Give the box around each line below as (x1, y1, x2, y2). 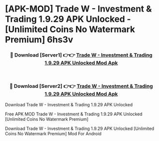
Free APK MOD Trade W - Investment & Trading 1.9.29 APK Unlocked (5, 111, 143, 117)
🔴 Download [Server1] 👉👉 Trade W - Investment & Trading (10, 52, 153, 58)
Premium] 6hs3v (5, 34, 73, 45)
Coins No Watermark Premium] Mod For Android (5, 130, 101, 136)
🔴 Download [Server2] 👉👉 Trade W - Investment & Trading (9, 83, 153, 90)
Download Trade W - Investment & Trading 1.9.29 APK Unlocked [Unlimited (5, 126, 155, 131)
